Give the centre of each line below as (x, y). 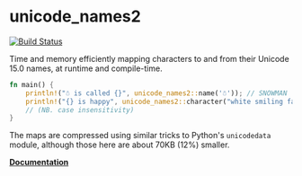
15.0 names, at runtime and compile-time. (86, 68)
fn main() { (31, 84)
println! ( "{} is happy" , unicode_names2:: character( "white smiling (154, 101)
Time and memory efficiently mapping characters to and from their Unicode (149, 58)
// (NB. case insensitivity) (80, 110)
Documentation (39, 163)
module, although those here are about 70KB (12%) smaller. (120, 145)
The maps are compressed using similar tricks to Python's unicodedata (140, 136)
